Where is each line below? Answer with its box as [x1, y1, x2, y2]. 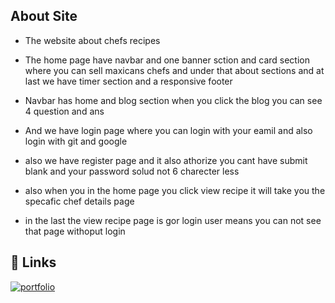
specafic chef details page [24, 195, 135, 207]
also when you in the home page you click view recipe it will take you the [24, 184, 326, 196]
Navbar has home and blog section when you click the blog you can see [24, 94, 323, 106]
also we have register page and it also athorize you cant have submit [24, 154, 308, 166]
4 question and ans [24, 105, 105, 117]
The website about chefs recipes [24, 34, 161, 46]
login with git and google [24, 135, 128, 147]
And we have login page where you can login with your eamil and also [24, 124, 313, 136]
